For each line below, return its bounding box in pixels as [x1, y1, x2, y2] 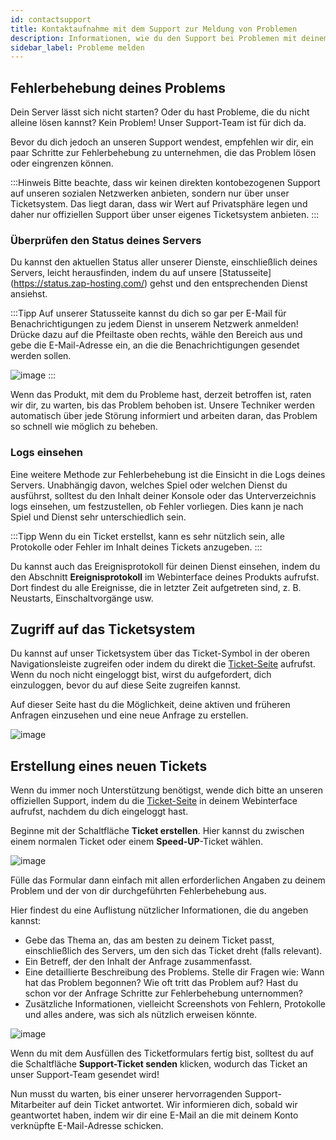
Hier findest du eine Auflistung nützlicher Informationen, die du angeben [10, 904, 309, 916]
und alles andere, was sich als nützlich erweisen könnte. [24, 1009, 258, 1021]
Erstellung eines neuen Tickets [10, 757, 208, 775]
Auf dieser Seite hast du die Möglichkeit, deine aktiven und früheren [10, 699, 291, 711]
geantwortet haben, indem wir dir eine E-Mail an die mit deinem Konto [10, 1109, 299, 1121]
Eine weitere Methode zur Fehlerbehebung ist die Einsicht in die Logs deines [10, 468, 326, 480]
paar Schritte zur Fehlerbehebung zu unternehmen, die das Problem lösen [10, 147, 317, 159]
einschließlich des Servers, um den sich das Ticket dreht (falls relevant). [24, 945, 323, 957]
